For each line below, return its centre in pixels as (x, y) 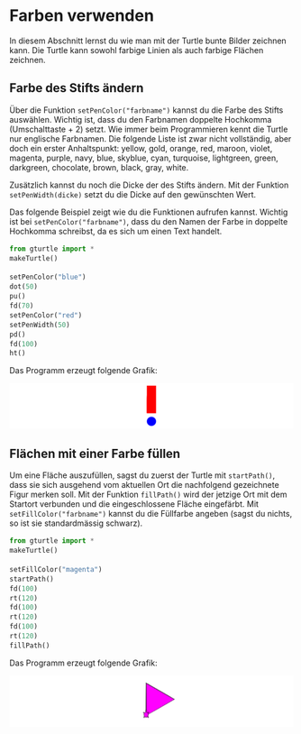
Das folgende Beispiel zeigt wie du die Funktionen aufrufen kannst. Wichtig (149, 212)
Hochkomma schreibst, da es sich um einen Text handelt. (116, 231)
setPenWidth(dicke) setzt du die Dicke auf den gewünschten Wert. (133, 194)
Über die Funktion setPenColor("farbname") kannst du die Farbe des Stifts (146, 110)
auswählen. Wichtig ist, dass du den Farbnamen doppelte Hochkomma (141, 119)
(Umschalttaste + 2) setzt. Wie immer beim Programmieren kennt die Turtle (149, 129)
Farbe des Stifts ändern (77, 88)
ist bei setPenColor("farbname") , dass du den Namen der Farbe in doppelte (149, 221)
